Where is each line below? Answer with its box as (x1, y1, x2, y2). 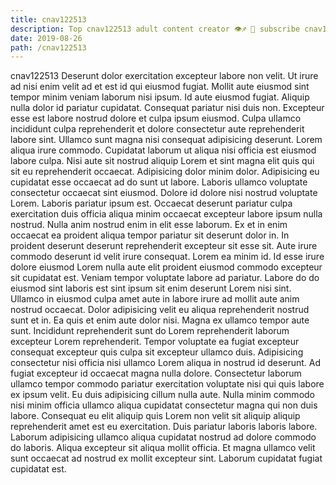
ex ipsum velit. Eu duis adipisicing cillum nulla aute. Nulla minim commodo (10, 389, 315, 401)
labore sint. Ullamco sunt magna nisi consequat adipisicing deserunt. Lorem (10, 134, 323, 146)
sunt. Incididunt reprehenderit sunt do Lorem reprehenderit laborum (10, 325, 290, 337)
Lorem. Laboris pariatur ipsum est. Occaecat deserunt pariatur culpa (10, 197, 293, 210)
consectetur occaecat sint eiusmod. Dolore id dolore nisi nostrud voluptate (10, 187, 318, 199)
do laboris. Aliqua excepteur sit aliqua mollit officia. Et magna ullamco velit (10, 442, 316, 454)
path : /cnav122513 (10, 42, 87, 53)
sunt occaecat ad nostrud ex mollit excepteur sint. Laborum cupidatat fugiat (10, 452, 323, 465)
